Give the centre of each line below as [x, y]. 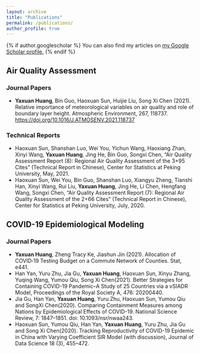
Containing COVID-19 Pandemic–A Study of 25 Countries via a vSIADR [101, 286]
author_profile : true [33, 28]
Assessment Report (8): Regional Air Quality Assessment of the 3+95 [100, 161]
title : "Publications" [34, 17]
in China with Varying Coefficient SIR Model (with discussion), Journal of [104, 337]
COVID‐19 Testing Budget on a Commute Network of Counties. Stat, [98, 260]
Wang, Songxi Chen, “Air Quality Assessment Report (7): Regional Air [99, 193]
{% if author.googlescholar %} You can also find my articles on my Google [98, 45]
